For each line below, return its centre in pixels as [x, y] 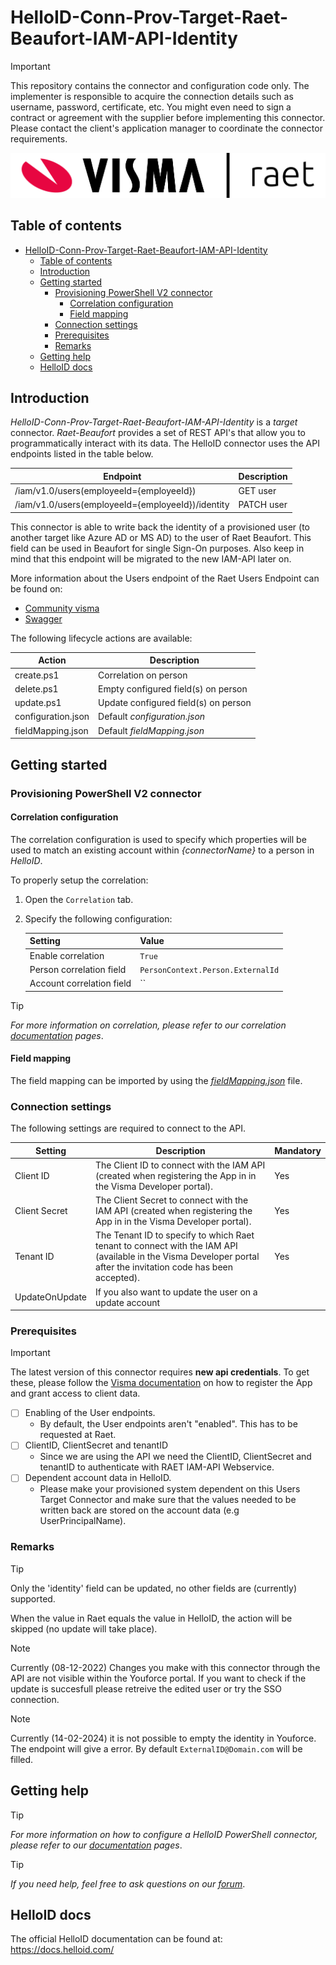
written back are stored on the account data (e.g [139, 1510]
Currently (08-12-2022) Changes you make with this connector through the [165, 1667]
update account [128, 1302]
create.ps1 [37, 675]
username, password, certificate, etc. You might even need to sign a [151, 107]
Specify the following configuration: [98, 918]
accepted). [118, 1278]
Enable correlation [67, 955]
